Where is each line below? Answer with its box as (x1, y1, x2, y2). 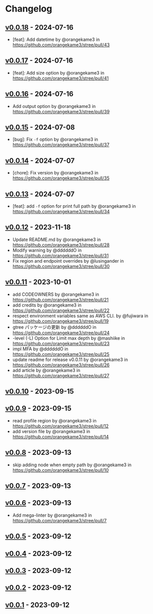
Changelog (5, 3, 52, 15)
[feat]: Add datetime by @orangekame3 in (12, 36, 100, 42)
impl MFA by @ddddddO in (12, 346, 68, 352)
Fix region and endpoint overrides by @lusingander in (12, 258, 124, 264)
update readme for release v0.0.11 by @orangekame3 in (12, 356, 128, 362)
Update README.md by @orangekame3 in (12, 236, 101, 242)
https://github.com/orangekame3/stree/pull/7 (12, 517, 107, 523)
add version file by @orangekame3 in (12, 428, 91, 434)
